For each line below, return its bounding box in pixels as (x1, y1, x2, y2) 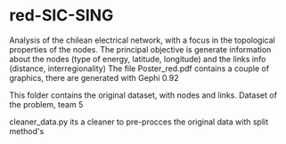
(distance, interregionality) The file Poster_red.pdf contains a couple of (9, 63, 270, 74)
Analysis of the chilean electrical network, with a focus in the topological (9, 35, 276, 45)
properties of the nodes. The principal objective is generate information (9, 44, 272, 54)
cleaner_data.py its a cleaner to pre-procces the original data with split (9, 116, 269, 127)
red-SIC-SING (9, 5, 114, 26)
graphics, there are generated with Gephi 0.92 (9, 72, 179, 83)
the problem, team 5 (9, 99, 84, 109)
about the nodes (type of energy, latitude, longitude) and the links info (9, 53, 266, 64)
